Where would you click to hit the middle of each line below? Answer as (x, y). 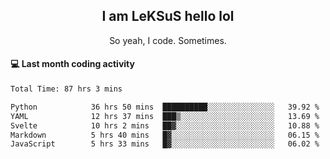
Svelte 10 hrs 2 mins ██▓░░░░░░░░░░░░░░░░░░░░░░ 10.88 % (165, 125)
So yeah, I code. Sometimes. (168, 40)
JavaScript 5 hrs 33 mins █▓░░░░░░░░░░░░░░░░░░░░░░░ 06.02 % (165, 144)
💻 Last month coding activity (72, 64)
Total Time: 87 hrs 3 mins (66, 89)
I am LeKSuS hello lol (168, 16)
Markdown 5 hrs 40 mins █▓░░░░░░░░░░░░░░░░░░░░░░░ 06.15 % (165, 135)
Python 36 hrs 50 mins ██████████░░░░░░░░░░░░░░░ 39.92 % (165, 107)
